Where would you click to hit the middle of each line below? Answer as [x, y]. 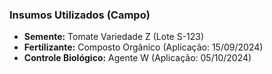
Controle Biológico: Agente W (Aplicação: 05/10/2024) [137, 58]
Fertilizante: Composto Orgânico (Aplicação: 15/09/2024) [143, 47]
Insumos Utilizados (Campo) [80, 15]
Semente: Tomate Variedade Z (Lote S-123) [114, 37]
